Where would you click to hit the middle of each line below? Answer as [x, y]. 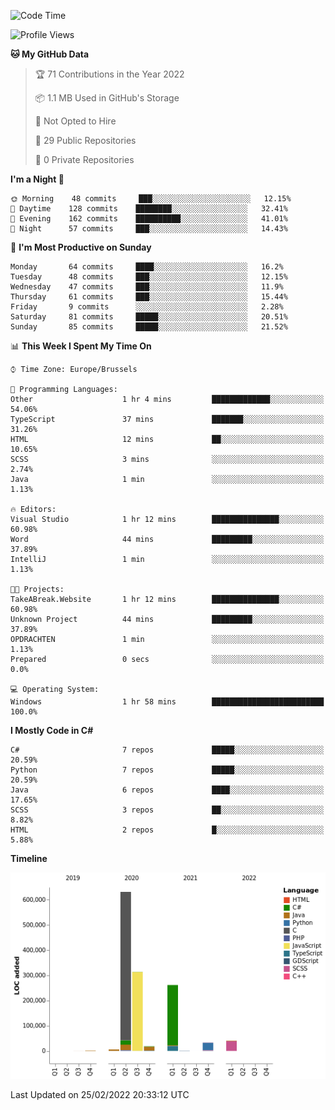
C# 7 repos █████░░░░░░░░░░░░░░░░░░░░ [167, 750]
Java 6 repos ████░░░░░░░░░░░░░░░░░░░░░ [167, 790]
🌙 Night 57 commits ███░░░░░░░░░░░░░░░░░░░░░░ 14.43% [149, 229]
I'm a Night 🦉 [37, 179]
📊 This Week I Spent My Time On [81, 346]
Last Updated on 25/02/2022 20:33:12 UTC [100, 1095]
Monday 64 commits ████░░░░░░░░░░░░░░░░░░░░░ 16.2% [147, 267]
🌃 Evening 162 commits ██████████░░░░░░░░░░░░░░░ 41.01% [149, 219]
